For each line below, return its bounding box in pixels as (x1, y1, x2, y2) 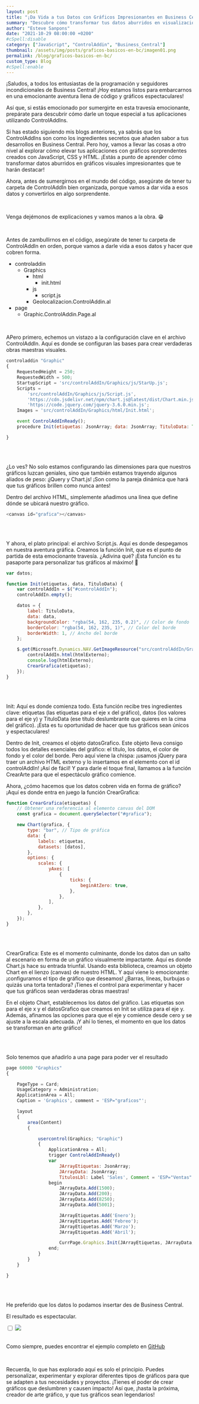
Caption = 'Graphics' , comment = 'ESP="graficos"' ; (17, 1098, 147, 1104)
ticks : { (69, 876, 92, 883)
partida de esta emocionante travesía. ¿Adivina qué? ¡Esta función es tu (6, 552, 181, 560)
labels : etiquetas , (37, 838, 86, 844)
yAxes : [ (48, 866, 70, 872)
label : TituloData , (27, 608, 76, 614)
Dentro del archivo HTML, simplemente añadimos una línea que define (6, 493, 178, 500)
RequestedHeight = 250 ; (17, 369, 76, 375)
